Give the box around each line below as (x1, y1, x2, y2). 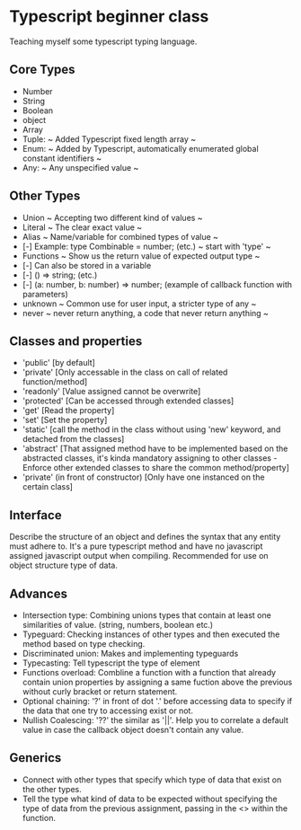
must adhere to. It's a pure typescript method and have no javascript (9, 541, 263, 552)
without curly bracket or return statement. (22, 686, 178, 697)
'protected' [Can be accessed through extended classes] (22, 395, 235, 406)
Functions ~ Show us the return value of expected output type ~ (22, 250, 261, 261)
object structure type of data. (9, 560, 119, 571)
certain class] (22, 481, 74, 492)
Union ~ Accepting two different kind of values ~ (22, 212, 204, 223)
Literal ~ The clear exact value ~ (22, 222, 143, 233)
